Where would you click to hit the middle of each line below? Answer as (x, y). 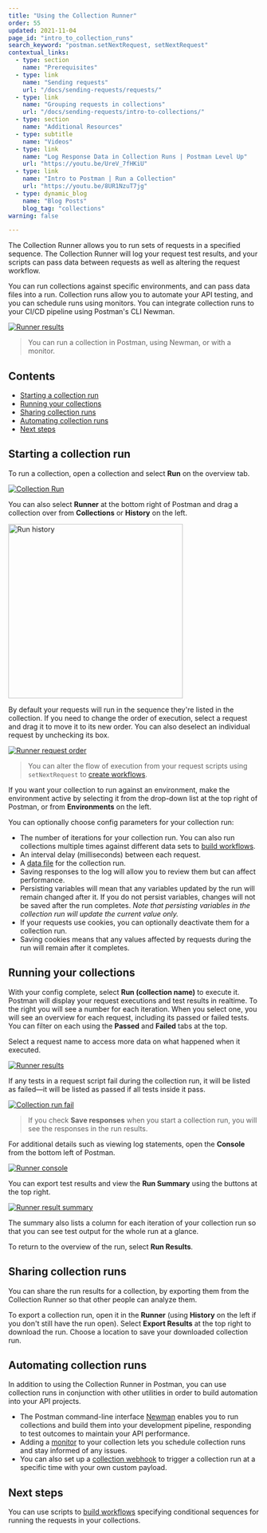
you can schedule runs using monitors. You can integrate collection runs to (132, 303)
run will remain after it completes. (75, 947)
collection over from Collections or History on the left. (98, 513)
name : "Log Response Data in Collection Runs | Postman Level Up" (135, 156)
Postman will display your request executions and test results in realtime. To (133, 1000)
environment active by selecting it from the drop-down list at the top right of (133, 798)
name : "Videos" (48, 142)
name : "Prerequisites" (60, 68)
